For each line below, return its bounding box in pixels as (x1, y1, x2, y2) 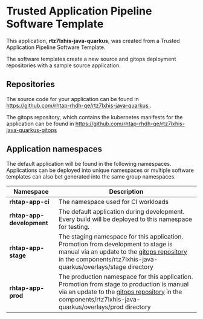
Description (109, 187, 144, 196)
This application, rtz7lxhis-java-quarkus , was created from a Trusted (6, 37, 180, 44)
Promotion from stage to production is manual (58, 280, 189, 288)
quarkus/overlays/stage (58, 262, 127, 271)
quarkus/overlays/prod (58, 303, 124, 311)
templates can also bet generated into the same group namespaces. (6, 173, 176, 180)
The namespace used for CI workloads (58, 197, 169, 206)
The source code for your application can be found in (6, 95, 139, 102)
